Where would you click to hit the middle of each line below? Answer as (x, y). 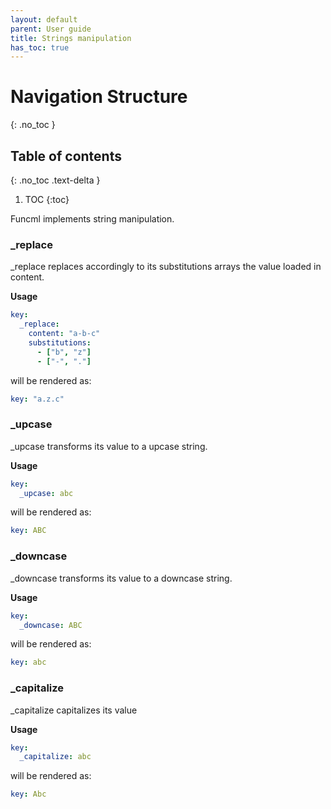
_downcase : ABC (51, 625)
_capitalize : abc (55, 757)
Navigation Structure (99, 97)
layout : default (44, 19)
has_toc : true (40, 47)
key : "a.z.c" (37, 399)
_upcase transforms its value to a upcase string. (109, 446)
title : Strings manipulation (71, 38)
